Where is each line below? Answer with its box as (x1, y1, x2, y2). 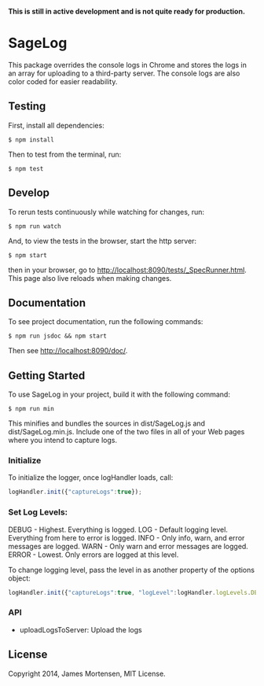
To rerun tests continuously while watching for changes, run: (8, 207, 205, 216)
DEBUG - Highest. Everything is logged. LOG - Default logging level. (8, 525, 228, 534)
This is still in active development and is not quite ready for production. (8, 7, 246, 16)
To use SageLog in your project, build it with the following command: (8, 389, 230, 400)
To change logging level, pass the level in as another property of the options (8, 565, 255, 574)
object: (8, 574, 31, 583)
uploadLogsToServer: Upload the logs (19, 625, 143, 634)
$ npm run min (8, 405, 55, 413)
